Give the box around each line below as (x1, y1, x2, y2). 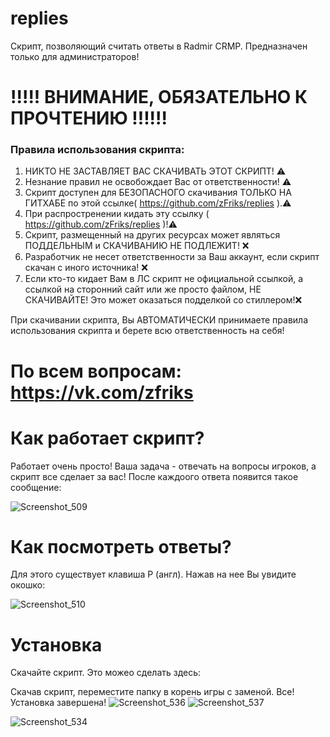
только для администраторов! (10, 50, 140, 62)
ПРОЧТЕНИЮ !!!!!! (10, 107, 168, 130)
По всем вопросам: (10, 360, 182, 382)
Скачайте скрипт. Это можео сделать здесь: (10, 667, 202, 679)
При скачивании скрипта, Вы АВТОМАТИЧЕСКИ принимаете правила (10, 314, 309, 326)
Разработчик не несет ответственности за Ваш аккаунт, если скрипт (24, 251, 320, 263)
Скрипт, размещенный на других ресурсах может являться (24, 229, 281, 241)
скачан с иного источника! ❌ (24, 262, 148, 274)
